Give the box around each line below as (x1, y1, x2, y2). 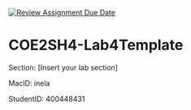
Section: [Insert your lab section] (8, 62, 118, 72)
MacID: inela (8, 78, 50, 88)
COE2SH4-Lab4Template (8, 36, 184, 54)
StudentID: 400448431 (8, 94, 85, 104)
